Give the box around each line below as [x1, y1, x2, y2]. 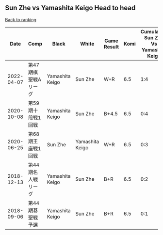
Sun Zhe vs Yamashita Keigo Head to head [5, 4, 136, 12]
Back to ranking [5, 16, 36, 22]
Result [103, 43, 119, 50]
